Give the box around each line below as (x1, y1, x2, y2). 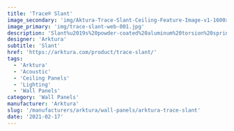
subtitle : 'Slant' (7, 42, 61, 49)
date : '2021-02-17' (7, 113, 64, 120)
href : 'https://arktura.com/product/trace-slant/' (7, 49, 157, 56)
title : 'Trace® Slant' (7, 10, 73, 17)
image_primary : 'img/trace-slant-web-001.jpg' (7, 23, 145, 30)
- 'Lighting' (13, 81, 52, 88)
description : (7, 29, 45, 37)
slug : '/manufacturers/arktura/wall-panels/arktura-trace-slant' (7, 107, 201, 114)
